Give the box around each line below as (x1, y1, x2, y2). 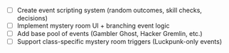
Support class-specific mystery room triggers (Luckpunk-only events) (16, 37, 223, 46)
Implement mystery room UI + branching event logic (16, 21, 170, 30)
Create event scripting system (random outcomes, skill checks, (16, 6, 202, 14)
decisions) (16, 14, 48, 23)
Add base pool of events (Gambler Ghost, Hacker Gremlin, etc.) (16, 30, 203, 38)
